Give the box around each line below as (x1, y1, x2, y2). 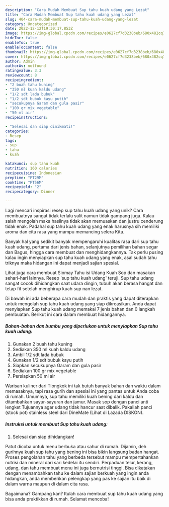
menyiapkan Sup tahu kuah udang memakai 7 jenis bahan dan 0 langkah (5, 306, 155, 312)
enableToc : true (5, 40, 39, 45)
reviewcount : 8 (5, 73, 37, 78)
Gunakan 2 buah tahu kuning (12, 341, 73, 347)
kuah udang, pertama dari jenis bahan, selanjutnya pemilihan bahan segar (5, 244, 158, 249)
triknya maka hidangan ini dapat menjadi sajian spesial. (5, 260, 120, 266)
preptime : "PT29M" (5, 175, 44, 180)
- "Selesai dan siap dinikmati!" (5, 124, 75, 129)
